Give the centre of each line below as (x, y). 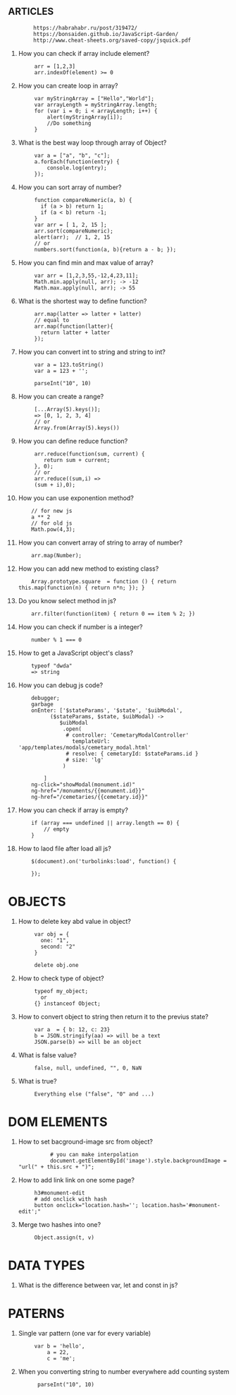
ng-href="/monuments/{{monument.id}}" (88, 790)
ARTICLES (31, 12)
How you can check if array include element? (84, 53)
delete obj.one (56, 965)
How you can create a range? (61, 396)
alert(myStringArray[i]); (85, 117)
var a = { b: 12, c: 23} (72, 1029)
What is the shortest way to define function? (82, 301)
